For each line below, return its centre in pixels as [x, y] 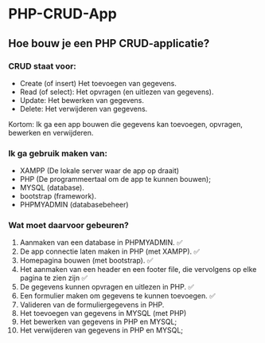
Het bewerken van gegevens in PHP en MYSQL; [98, 322]
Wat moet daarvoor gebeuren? [68, 226]
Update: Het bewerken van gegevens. [82, 100]
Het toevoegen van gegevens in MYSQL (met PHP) [103, 313]
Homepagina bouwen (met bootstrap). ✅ [86, 261]
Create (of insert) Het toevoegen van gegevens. [98, 83]
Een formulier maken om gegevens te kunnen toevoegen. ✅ [118, 296]
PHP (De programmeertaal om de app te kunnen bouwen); [115, 179]
